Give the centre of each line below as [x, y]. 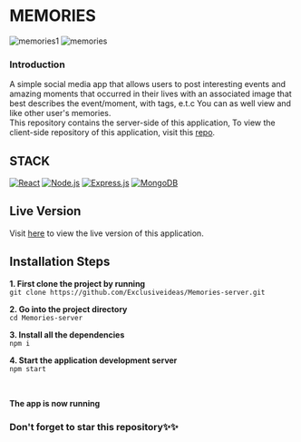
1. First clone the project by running [78, 283]
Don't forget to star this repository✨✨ [94, 427]
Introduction [37, 64]
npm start [28, 368]
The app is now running [55, 403]
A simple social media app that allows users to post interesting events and [148, 84]
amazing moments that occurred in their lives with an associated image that [150, 94]
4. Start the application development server [93, 360]
